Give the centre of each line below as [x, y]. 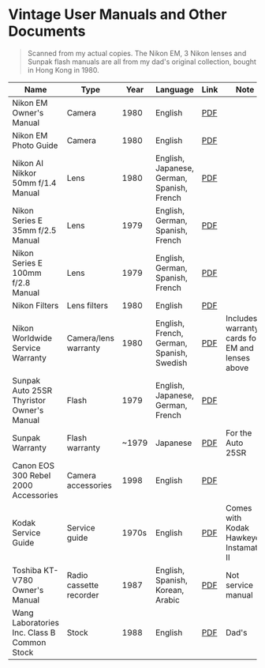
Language [175, 89]
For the [239, 432]
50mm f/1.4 [34, 183]
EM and [240, 348]
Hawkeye [243, 538]
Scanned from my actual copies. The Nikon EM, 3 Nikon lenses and [137, 53]
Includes [242, 318]
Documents [47, 31]
